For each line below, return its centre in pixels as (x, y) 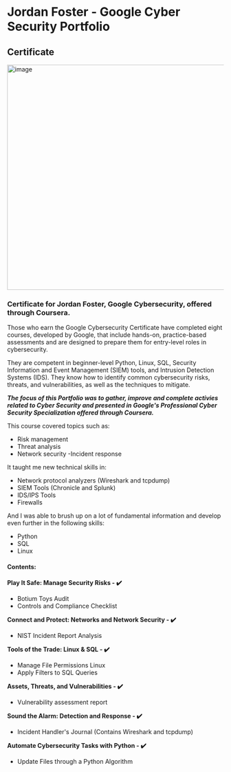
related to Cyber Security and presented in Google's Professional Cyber (112, 406)
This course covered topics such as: (58, 426)
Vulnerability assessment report (62, 702)
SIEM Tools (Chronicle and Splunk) (66, 488)
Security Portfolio (58, 26)
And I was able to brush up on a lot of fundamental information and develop (114, 516)
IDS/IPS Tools (36, 495)
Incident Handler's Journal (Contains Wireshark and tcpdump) (105, 731)
